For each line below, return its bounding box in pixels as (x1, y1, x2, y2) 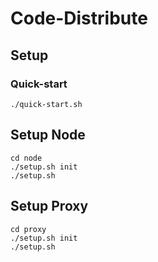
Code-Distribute (10, 7, 148, 30)
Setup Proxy (10, 198, 89, 215)
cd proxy (10, 224, 47, 234)
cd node (10, 153, 43, 163)
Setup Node (10, 127, 86, 144)
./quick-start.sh (10, 99, 83, 109)
